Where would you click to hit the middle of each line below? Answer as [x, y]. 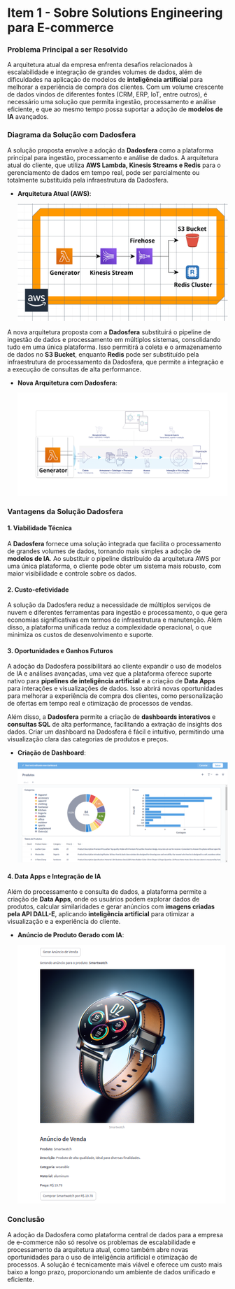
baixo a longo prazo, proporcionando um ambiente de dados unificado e [111, 1272]
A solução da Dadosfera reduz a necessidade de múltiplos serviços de [109, 605]
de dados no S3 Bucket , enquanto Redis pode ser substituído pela [103, 354]
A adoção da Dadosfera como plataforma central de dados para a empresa [115, 1234]
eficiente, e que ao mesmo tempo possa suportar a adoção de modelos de [115, 109]
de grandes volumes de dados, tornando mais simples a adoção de [104, 551]
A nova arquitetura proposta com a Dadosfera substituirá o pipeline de [109, 332]
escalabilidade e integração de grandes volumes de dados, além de [105, 72]
